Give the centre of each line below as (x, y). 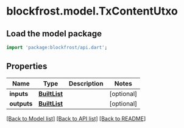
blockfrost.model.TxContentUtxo (92, 11)
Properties (27, 66)
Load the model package (54, 34)
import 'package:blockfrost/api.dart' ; (57, 47)
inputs (19, 93)
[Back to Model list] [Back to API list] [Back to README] (76, 118)
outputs (21, 103)
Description (86, 83)
